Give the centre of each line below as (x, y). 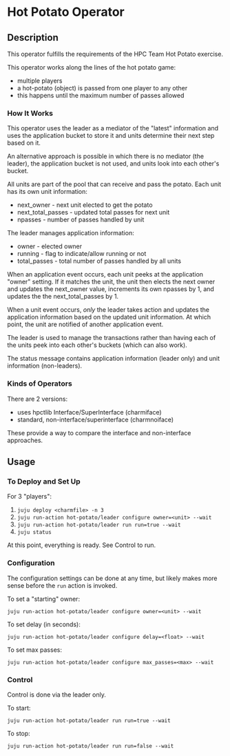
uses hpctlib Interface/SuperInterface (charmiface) (89, 412)
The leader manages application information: (71, 233)
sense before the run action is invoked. (62, 585)
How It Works (30, 113)
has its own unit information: (48, 192)
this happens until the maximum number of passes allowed (101, 95)
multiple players (40, 81)
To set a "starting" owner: (44, 599)
